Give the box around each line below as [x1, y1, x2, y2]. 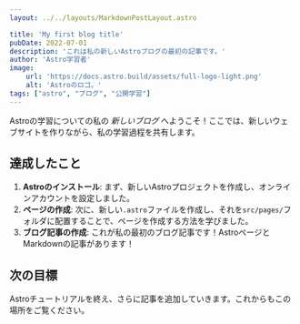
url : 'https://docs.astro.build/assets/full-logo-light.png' [25, 72, 262, 82]
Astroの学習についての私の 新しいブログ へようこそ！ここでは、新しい [9, 115, 273, 126]
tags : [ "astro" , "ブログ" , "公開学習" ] [9, 88, 152, 98]
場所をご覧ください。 [9, 305, 89, 316]
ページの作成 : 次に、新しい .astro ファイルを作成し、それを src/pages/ [22, 204, 284, 215]
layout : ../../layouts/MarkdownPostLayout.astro [9, 13, 197, 23]
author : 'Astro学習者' [9, 56, 92, 65]
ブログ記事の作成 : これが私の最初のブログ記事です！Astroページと [22, 227, 271, 238]
